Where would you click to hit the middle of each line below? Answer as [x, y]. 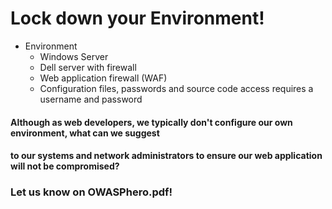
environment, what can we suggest [85, 133]
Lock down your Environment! [137, 18]
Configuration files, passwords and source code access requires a [176, 88]
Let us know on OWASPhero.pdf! [91, 192]
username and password [91, 99]
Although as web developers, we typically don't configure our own [151, 122]
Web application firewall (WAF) [103, 78]
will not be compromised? [65, 166]
